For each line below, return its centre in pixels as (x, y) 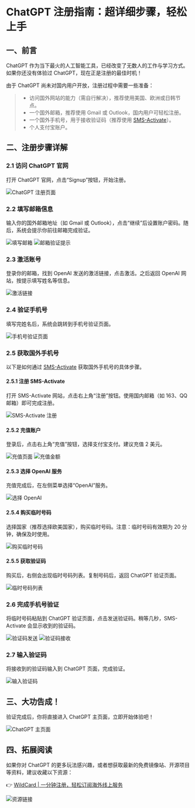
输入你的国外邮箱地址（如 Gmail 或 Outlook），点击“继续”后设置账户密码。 (95, 223)
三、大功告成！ (33, 701)
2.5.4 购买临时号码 (29, 513)
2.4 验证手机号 (27, 310)
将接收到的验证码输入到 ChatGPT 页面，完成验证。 (67, 669)
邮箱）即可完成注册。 (32, 403)
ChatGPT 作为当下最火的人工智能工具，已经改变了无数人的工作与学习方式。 (97, 66)
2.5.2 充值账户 (23, 430)
